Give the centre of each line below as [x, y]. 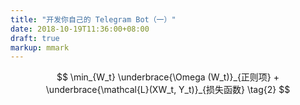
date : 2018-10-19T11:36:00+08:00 [80, 29]
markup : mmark [40, 47]
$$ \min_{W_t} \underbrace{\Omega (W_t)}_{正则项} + [168, 77]
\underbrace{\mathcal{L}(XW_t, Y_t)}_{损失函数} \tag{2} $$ [168, 90]
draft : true [35, 38]
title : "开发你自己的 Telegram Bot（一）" [93, 19]
